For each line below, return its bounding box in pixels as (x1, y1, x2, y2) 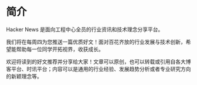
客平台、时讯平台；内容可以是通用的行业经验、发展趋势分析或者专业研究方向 (6, 65, 191, 72)
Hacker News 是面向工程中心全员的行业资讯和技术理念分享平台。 (6, 26, 164, 33)
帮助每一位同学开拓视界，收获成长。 (16, 45, 104, 53)
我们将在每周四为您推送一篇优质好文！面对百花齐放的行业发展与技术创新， (6, 38, 186, 45)
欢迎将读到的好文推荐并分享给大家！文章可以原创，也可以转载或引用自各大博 (6, 58, 191, 65)
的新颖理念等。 (6, 73, 42, 80)
